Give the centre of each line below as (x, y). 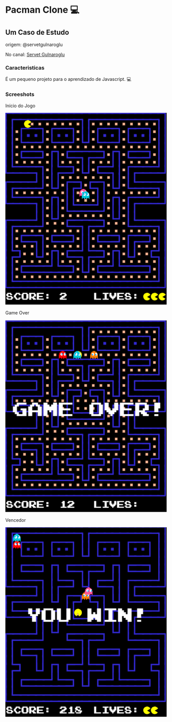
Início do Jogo (20, 105)
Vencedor (16, 520)
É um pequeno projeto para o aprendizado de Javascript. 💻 (68, 79)
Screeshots (20, 94)
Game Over (17, 313)
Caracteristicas (25, 68)
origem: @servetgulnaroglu (34, 45)
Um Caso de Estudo (37, 32)
